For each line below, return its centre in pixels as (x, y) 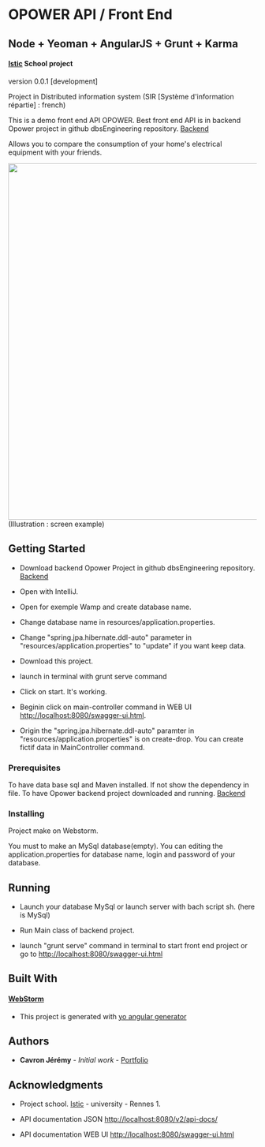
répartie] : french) (37, 105)
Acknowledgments (56, 1085)
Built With (33, 979)
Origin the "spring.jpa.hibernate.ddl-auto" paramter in (107, 730)
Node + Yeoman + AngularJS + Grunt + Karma (123, 44)
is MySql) (35, 915)
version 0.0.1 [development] (53, 81)
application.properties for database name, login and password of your (122, 854)
